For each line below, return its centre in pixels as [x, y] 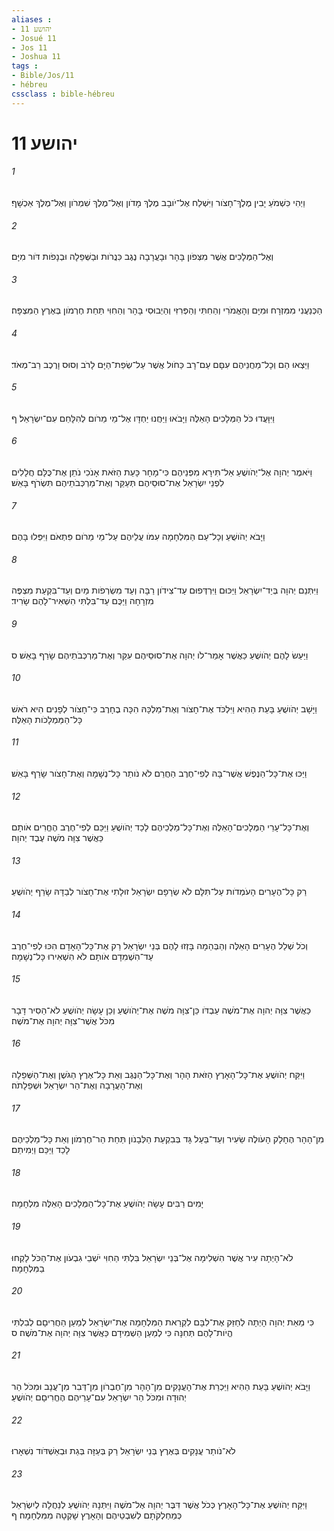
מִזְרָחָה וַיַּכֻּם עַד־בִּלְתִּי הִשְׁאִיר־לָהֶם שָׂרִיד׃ [82, 601]
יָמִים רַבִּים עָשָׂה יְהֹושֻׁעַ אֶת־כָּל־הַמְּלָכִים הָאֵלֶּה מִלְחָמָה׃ [107, 1203]
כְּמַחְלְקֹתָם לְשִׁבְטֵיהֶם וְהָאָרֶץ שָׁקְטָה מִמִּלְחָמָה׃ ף [97, 1515]
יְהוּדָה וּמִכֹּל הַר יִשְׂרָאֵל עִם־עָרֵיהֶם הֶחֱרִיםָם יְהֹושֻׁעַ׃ [99, 1397]
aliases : [32, 19]
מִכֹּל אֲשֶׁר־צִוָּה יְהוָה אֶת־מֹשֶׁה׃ [63, 1020]
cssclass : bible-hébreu [63, 94]
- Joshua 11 [36, 57]
